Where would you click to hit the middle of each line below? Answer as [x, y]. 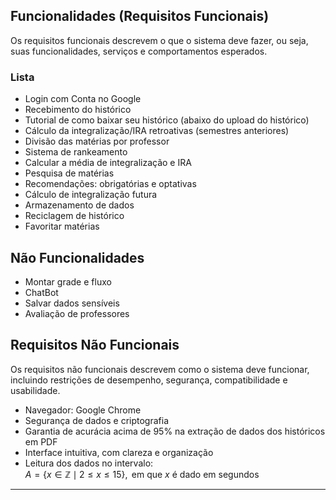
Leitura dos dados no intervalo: [89, 463]
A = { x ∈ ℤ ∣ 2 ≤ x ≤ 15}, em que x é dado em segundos [142, 474]
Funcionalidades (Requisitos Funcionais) [140, 16]
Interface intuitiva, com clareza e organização [119, 452]
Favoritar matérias [62, 226]
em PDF [41, 441]
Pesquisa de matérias [69, 173]
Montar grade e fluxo [68, 281]
